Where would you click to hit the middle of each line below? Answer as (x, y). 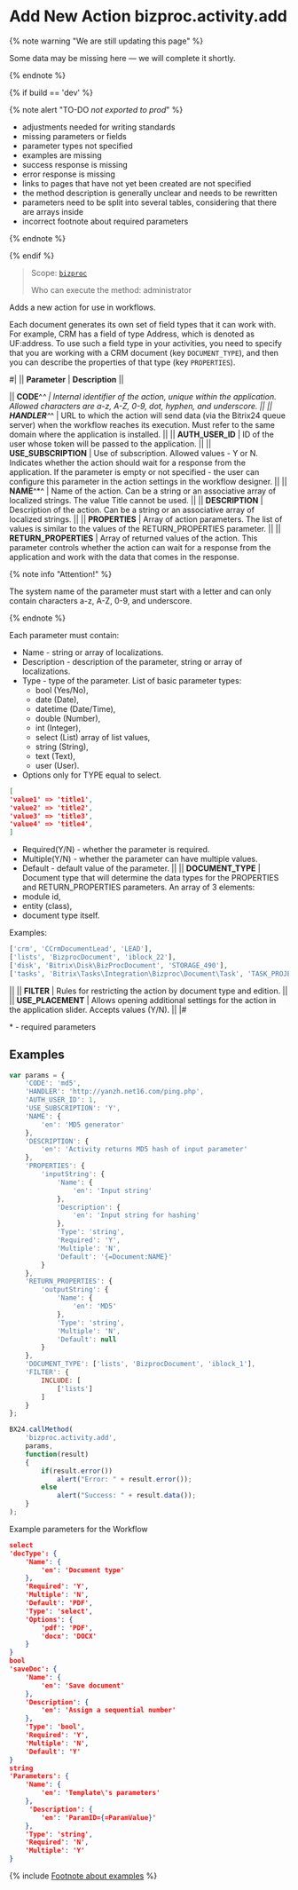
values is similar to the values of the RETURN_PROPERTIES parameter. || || (145, 528)
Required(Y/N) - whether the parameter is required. (116, 850)
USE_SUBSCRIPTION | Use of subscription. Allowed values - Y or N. (134, 453)
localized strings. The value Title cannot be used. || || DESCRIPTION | (136, 500)
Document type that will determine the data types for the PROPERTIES (150, 878)
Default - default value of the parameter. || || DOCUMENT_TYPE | (141, 868)
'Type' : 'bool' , (55, 1727)
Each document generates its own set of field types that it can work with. (143, 324)
